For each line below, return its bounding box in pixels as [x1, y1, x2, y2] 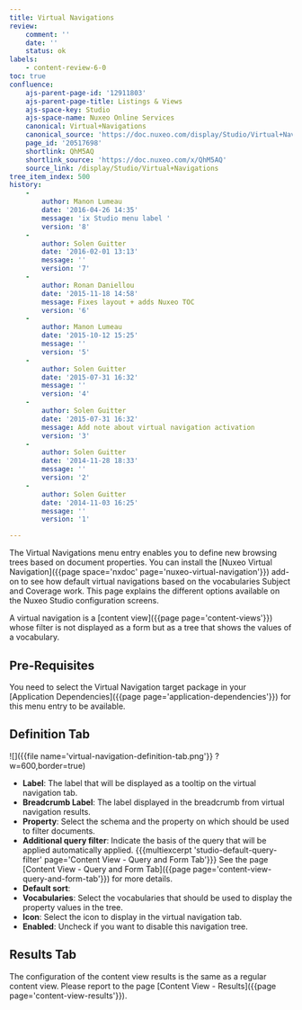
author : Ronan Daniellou [41, 281, 135, 290]
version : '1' [41, 514, 91, 524]
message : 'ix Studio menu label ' [41, 213, 171, 223]
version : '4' [41, 389, 91, 398]
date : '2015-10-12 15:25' [41, 331, 139, 340]
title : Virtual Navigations [9, 13, 115, 22]
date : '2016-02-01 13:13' [41, 247, 139, 256]
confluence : [9, 80, 54, 89]
